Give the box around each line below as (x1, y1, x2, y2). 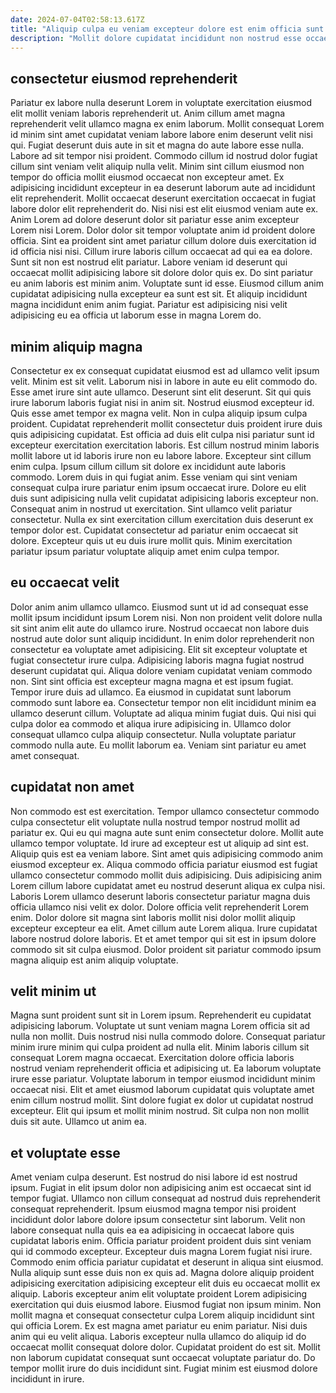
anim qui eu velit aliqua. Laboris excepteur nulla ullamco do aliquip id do (10, 1331, 307, 1343)
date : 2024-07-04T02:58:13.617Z (10, 14, 145, 25)
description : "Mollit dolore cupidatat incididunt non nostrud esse (10, 33, 302, 43)
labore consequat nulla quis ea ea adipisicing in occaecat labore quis (10, 1224, 295, 1236)
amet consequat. (10, 749, 80, 761)
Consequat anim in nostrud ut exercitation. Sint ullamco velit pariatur (10, 503, 293, 515)
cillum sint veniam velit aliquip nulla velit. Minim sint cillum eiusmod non (10, 161, 305, 173)
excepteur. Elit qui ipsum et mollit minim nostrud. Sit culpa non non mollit (10, 1105, 310, 1117)
